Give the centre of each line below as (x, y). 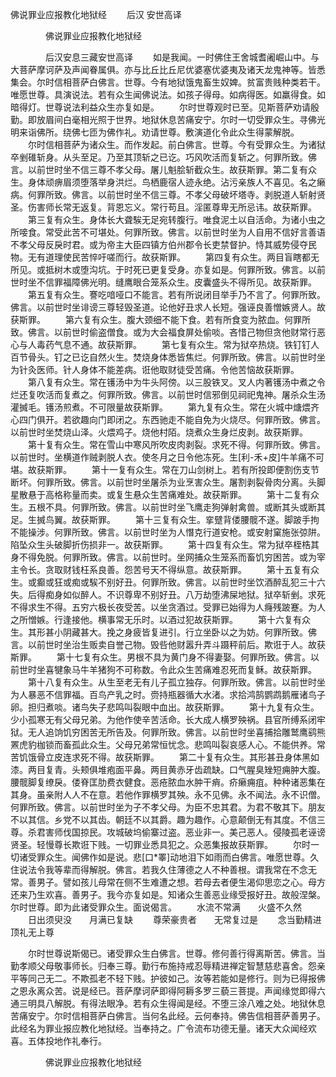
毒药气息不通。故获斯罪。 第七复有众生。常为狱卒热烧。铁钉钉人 (178, 344)
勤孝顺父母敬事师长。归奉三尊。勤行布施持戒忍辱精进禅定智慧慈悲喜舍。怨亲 (168, 966)
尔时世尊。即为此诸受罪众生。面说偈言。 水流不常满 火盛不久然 (156, 907)
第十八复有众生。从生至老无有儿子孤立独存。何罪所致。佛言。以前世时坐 (176, 682)
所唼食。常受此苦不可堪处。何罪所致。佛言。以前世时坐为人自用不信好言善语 (168, 232)
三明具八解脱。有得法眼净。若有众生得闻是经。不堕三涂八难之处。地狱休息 (172, 1003)
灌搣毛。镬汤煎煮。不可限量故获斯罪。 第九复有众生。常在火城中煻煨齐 (165, 407)
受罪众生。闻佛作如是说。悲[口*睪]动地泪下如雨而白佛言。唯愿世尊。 (169, 857)
